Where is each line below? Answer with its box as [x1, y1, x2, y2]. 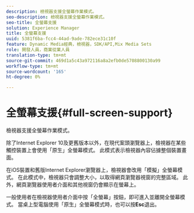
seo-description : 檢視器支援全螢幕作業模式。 [6, 14, 108, 20]
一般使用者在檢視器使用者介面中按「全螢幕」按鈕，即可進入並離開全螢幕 [6, 194, 180, 201]
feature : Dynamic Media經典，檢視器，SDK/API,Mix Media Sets [6, 42, 152, 48]
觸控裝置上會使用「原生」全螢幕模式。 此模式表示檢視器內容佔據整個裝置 [6, 147, 182, 154]
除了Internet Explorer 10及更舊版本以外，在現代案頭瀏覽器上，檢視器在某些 [6, 139, 186, 147]
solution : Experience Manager [6, 25, 80, 31]
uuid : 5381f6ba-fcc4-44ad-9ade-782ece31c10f [6, 36, 116, 42]
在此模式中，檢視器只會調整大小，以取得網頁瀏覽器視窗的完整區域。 [17, 174, 182, 181]
